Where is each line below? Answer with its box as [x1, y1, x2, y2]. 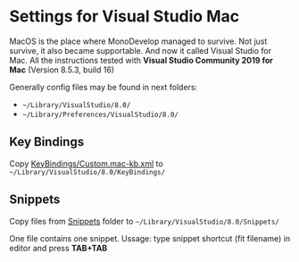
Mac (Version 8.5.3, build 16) [9, 64, 114, 75]
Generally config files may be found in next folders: [9, 81, 198, 92]
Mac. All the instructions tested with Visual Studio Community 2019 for [9, 55, 274, 65]
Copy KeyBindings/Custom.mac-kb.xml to [9, 158, 163, 169]
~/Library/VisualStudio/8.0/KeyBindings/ [9, 167, 166, 176]
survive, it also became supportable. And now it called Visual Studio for [9, 45, 272, 55]
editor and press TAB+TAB [9, 242, 108, 253]
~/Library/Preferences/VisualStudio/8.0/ [21, 110, 179, 119]
